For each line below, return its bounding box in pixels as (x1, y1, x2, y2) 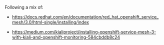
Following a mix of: (4, 4, 43, 10)
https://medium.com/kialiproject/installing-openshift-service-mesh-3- (11, 29, 156, 34)
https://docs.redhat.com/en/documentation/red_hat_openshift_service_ (11, 14, 159, 19)
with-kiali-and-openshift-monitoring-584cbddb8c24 (11, 34, 120, 40)
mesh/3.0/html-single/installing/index (11, 19, 89, 25)
